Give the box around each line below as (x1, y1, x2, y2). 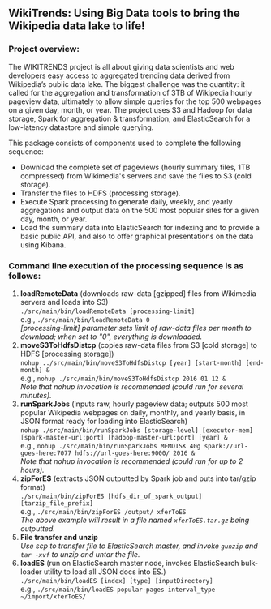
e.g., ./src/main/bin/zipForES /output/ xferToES (19, 506, 187, 516)
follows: (8, 270, 41, 281)
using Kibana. (19, 239, 67, 250)
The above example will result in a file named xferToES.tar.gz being (19, 515, 250, 525)
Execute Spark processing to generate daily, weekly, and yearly (19, 196, 233, 206)
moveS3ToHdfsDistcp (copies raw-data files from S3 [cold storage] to (19, 340, 258, 350)
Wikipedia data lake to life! (8, 19, 145, 33)
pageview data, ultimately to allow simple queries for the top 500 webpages (8, 96, 262, 106)
